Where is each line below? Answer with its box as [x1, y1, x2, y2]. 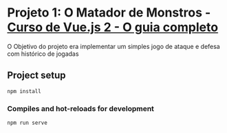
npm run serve [7, 119, 48, 127]
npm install [7, 88, 41, 94]
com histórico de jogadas [7, 50, 79, 58]
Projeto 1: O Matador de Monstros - [7, 5, 211, 21]
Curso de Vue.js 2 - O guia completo [7, 19, 219, 35]
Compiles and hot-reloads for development [7, 103, 155, 113]
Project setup [7, 70, 67, 81]
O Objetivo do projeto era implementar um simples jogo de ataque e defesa [7, 42, 220, 50]
